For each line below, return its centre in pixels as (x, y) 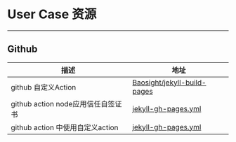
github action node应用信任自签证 (66, 104)
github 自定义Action (44, 87)
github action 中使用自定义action (65, 127)
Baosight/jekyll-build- (169, 83)
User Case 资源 (52, 14)
